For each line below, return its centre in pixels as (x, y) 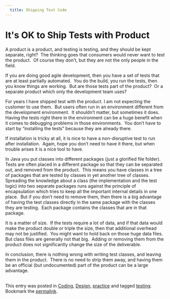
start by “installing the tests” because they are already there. (69, 128)
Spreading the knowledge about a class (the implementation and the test (81, 181)
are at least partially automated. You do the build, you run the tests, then (81, 81)
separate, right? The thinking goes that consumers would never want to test (85, 54)
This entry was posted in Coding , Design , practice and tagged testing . (79, 286)
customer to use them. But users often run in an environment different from (84, 107)
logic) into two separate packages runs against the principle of (71, 186)
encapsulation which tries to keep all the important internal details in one (81, 191)
